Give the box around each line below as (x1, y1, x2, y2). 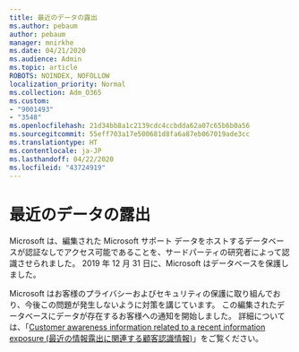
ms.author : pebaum (9, 21, 78, 30)
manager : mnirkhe (9, 38, 74, 47)
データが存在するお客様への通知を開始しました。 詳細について (56, 311, 286, 322)
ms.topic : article (9, 64, 78, 73)
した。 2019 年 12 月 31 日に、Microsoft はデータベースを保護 (56, 258, 282, 269)
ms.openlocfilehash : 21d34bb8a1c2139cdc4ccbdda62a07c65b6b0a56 (9, 122, 251, 131)
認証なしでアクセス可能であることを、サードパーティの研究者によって (24, 247, 282, 258)
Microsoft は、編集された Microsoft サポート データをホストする (9, 236, 245, 246)
